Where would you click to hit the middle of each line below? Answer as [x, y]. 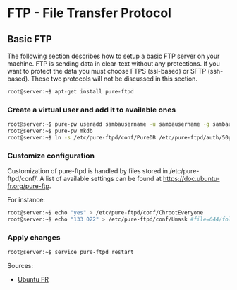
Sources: [20, 266]
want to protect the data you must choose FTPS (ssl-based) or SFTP [107, 71]
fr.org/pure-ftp [29, 186]
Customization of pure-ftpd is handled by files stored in [87, 171]
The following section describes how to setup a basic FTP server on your [114, 56]
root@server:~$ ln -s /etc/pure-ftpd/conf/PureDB [82, 137]
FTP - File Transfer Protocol [89, 13]
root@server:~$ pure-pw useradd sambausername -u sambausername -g [109, 124]
